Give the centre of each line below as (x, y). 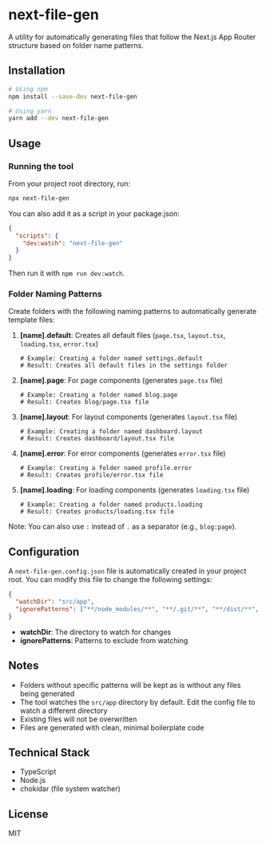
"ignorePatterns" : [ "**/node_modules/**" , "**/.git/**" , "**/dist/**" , (137, 609)
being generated (47, 693)
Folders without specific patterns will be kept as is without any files (130, 685)
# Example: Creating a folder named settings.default (111, 359)
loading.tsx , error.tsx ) (59, 344)
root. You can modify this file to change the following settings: (110, 580)
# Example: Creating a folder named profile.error (106, 468)
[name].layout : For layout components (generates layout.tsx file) (129, 417)
